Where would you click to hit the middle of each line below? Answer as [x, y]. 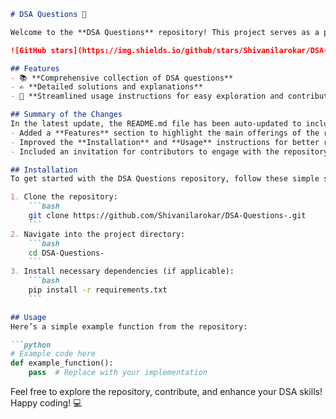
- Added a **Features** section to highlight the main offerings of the [165, 133]
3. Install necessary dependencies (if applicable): [122, 271]
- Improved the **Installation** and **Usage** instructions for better [165, 142]
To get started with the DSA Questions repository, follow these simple [165, 179]
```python [31, 345]
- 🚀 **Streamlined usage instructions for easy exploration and [147, 96]
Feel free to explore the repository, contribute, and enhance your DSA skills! [166, 391]
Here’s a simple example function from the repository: [129, 326]
